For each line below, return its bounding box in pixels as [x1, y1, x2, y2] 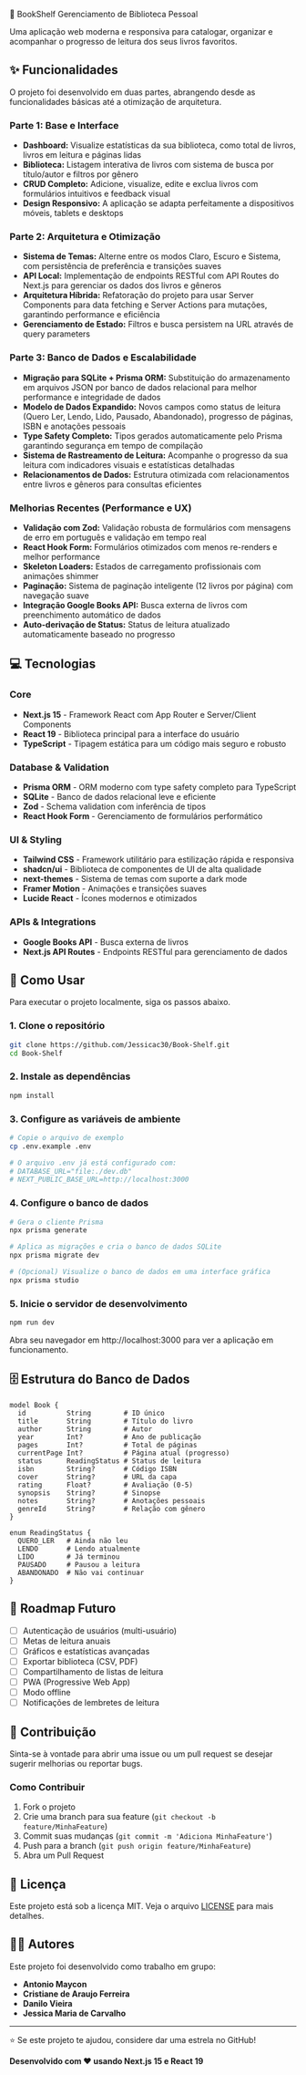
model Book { [9, 1400, 59, 1409]
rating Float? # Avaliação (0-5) [17, 1480, 194, 1489]
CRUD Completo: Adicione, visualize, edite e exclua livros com [22, 179, 259, 190]
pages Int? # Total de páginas [17, 1440, 198, 1449]
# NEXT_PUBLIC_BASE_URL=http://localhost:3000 [9, 1175, 189, 1185]
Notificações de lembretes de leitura [22, 1697, 159, 1708]
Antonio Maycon [22, 1978, 87, 1989]
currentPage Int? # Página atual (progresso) [17, 1448, 230, 1458]
